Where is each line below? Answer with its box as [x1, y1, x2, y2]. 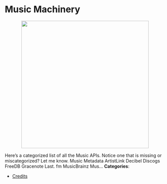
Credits [12, 173, 28, 179]
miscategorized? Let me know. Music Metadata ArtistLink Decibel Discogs [5, 157, 160, 164]
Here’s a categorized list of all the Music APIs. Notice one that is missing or [5, 152, 162, 159]
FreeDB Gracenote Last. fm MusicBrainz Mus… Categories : [5, 163, 130, 169]
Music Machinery [5, 4, 80, 15]
